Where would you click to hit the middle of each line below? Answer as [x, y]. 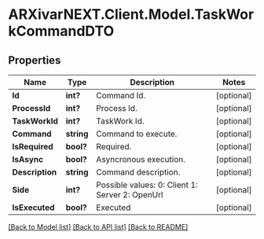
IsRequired [33, 147]
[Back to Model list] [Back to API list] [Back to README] [98, 227]
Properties [35, 60]
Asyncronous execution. [141, 159]
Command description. [138, 172]
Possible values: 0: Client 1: [147, 185]
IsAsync [28, 159]
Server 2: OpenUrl [130, 195]
